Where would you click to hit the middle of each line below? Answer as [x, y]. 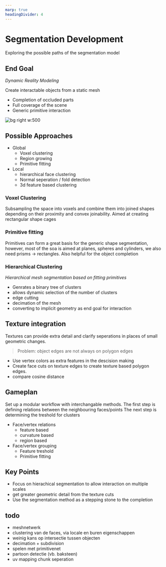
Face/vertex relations [34, 424]
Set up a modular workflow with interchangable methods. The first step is [80, 404]
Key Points [22, 472]
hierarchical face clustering [48, 175]
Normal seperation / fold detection [55, 180]
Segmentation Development [64, 39]
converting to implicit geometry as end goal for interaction [72, 308]
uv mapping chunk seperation [43, 560]
